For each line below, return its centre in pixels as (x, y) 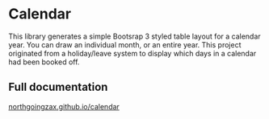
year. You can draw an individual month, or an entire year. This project (125, 44)
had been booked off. (44, 62)
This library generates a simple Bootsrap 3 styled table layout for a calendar (134, 36)
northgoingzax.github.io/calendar (64, 106)
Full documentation (58, 87)
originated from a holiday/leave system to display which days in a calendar (132, 53)
